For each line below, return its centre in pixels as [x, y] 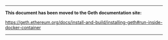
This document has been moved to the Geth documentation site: [73, 13]
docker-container [23, 27]
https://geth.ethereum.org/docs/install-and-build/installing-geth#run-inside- [84, 22]
